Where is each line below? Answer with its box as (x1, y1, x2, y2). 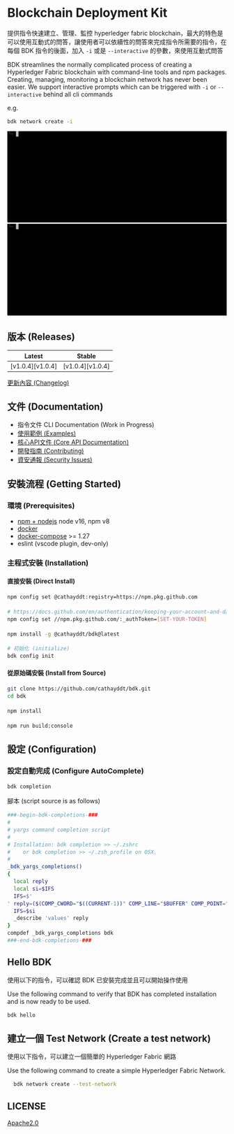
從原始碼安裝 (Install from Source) (7, 668, 107, 677)
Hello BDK (7, 956, 52, 968)
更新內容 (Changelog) (7, 378, 70, 387)
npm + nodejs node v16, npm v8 (17, 517, 110, 526)
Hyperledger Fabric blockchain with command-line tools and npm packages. (7, 68, 227, 76)
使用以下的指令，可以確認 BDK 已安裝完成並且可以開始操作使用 (7, 975, 188, 984)
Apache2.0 (7, 1119, 39, 1127)
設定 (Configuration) (7, 743, 97, 755)
